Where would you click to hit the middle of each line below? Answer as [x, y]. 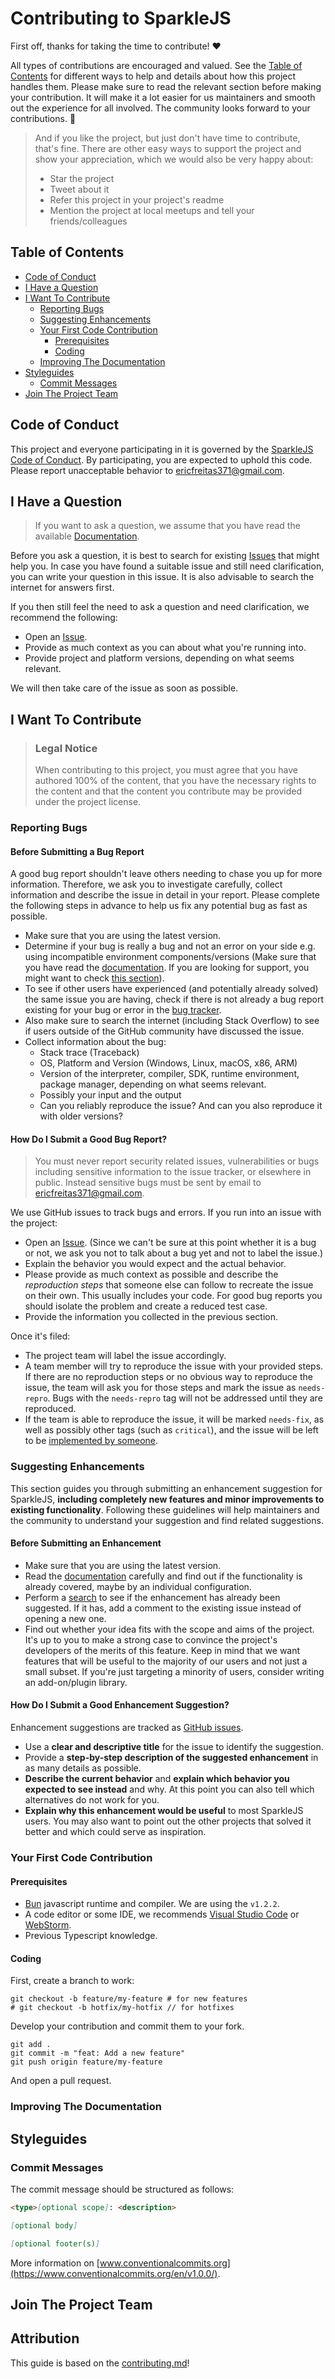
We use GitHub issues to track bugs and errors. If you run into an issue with [166, 1213]
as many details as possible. [83, 1768]
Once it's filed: [40, 1336]
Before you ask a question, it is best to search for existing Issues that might [165, 556]
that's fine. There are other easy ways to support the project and [168, 148]
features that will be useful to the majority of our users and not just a [166, 1661]
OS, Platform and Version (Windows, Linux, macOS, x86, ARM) [168, 1063]
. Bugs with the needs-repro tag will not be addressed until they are [185, 1398]
